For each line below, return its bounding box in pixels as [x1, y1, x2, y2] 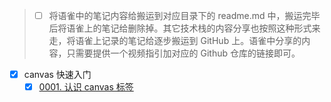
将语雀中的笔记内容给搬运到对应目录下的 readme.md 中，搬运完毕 [48, 10, 321, 21]
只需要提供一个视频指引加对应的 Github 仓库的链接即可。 [66, 47, 301, 59]
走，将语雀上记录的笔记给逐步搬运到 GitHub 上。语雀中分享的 [48, 35, 302, 47]
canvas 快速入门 [23, 69, 92, 81]
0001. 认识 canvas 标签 [38, 81, 134, 93]
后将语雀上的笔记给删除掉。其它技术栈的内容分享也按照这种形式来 [48, 22, 321, 34]
